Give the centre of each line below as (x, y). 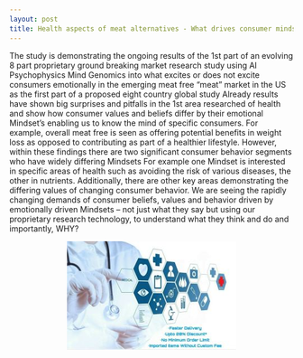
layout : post (34, 19)
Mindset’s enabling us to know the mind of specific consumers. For (134, 123)
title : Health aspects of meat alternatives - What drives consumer (141, 28)
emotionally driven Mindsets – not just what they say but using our (132, 209)
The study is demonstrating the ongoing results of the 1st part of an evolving (151, 55)
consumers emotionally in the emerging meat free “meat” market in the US (148, 84)
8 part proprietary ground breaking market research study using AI (133, 65)
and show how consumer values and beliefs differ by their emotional (137, 113)
